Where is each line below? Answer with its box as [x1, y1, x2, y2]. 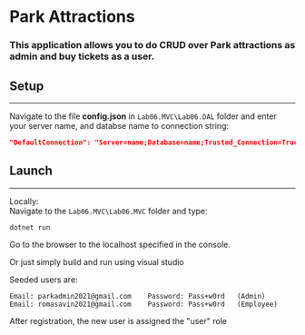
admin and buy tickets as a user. [9, 50, 155, 63]
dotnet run [9, 222, 51, 232]
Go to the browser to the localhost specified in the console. [9, 239, 231, 250]
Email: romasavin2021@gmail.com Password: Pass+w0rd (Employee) [9, 300, 279, 309]
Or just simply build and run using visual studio [9, 256, 184, 267]
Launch [9, 163, 53, 179]
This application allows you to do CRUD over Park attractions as [9, 39, 296, 52]
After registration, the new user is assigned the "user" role [9, 315, 227, 326]
